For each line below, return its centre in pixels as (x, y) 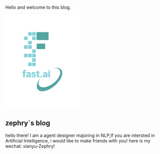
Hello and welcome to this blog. (38, 7)
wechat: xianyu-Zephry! (30, 146)
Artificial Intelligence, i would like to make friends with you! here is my (78, 140)
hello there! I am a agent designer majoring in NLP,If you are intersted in (80, 135)
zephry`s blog (28, 123)
